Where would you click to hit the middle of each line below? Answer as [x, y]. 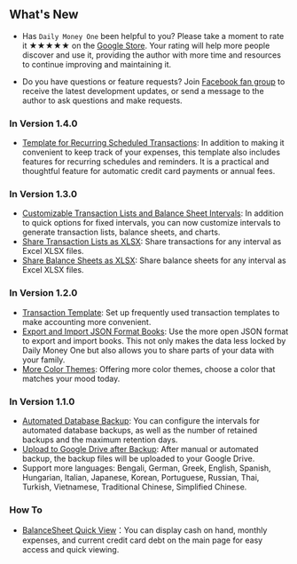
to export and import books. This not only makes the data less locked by [154, 340]
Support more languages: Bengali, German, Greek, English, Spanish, [147, 468]
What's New [44, 15]
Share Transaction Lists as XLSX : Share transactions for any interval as [152, 242]
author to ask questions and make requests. [102, 100]
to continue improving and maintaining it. [97, 64]
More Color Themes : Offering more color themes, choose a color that [148, 369]
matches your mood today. [71, 378]
